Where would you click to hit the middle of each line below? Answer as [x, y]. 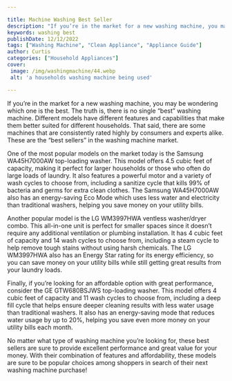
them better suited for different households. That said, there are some [106, 125]
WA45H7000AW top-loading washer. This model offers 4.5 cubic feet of [110, 160]
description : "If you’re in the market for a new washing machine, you [112, 26]
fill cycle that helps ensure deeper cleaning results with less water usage [110, 305]
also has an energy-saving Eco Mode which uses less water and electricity [113, 197]
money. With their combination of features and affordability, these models [112, 355]
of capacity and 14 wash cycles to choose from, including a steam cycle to [113, 240]
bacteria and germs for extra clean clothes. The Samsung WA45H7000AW [113, 190]
